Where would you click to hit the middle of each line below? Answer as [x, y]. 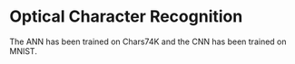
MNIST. [24, 50]
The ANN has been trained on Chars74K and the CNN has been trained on [148, 41]
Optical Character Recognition [126, 17]
